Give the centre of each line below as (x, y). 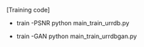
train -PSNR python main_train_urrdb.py (73, 23)
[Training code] (28, 10)
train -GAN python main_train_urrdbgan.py (76, 36)
